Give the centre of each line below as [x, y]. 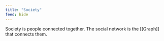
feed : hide [17, 14]
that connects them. [26, 34]
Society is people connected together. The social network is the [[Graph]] [82, 28]
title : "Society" [24, 10]
